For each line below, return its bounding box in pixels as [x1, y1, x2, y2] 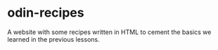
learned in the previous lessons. [7, 35, 100, 43]
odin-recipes [7, 5, 84, 21]
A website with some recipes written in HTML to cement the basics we [7, 28, 212, 36]
